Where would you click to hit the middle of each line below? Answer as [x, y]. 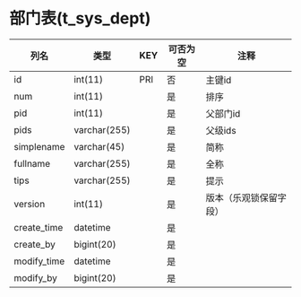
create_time [39, 227]
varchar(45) [99, 146]
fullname [32, 163]
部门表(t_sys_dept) [80, 18]
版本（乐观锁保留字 [246, 197]
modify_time [39, 261]
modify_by [36, 277]
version [30, 204]
